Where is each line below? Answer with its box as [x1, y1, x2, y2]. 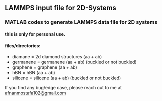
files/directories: [5, 42, 41, 49]
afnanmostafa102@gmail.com [5, 90, 66, 96]
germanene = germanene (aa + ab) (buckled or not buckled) [12, 59, 137, 65]
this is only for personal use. [5, 31, 66, 37]
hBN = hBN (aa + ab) [12, 70, 56, 76]
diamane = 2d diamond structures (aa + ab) [12, 54, 102, 60]
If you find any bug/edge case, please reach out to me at [5, 85, 122, 91]
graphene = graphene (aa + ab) [12, 64, 77, 70]
